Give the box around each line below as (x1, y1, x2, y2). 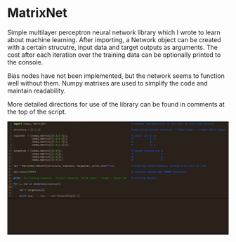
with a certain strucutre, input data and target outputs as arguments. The (7, 43, 218, 51)
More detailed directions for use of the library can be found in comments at (7, 100, 225, 108)
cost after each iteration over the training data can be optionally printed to (7, 51, 221, 59)
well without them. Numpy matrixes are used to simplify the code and (7, 79, 208, 87)
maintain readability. (7, 86, 66, 95)
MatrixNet (7, 5, 68, 21)
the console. (7, 58, 44, 66)
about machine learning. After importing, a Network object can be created (7, 35, 221, 43)
